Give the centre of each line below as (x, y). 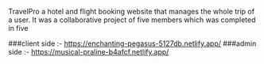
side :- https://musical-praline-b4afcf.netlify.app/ (89, 52)
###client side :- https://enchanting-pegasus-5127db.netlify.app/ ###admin (132, 43)
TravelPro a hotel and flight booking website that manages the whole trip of (132, 11)
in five (18, 28)
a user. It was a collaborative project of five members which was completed (132, 20)
